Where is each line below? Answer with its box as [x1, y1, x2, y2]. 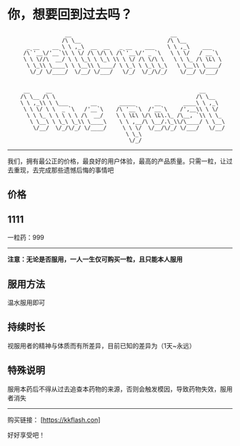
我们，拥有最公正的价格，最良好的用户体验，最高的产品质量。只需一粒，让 [7, 156, 226, 165]
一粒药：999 [7, 233, 45, 242]
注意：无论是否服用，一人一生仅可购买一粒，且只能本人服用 [7, 255, 183, 264]
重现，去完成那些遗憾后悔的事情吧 [13, 166, 114, 174]
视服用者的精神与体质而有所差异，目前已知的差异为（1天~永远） [7, 341, 196, 350]
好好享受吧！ [7, 430, 45, 439]
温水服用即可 [7, 298, 45, 307]
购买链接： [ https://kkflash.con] [7, 415, 101, 424]
